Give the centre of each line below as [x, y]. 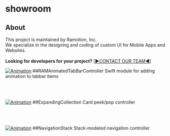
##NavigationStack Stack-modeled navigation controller [91, 128]
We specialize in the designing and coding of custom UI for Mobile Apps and [85, 45]
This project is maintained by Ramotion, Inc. [51, 39]
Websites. [16, 50]
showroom [28, 9]
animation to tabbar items [32, 76]
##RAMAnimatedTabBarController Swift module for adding [94, 71]
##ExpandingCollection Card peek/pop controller [84, 102]
